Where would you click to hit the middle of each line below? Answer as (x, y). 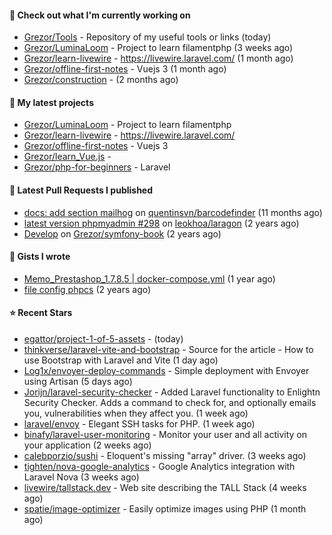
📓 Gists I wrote (40, 257)
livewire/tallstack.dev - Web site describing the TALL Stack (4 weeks (165, 488)
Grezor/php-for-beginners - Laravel (97, 167)
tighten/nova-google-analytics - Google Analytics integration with (159, 467)
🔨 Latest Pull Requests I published (81, 190)
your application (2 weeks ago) (87, 445)
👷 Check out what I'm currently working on (100, 15)
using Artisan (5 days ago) (78, 382)
